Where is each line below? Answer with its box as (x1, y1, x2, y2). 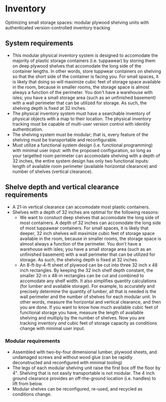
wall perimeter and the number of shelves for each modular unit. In (19, 294, 156, 300)
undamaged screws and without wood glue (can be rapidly (12, 354, 133, 360)
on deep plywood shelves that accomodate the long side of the (12, 63, 142, 69)
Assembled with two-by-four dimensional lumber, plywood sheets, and (12, 349, 157, 355)
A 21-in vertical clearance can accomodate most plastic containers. (12, 204, 150, 210)
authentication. (12, 126, 43, 132)
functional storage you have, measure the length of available (19, 309, 144, 316)
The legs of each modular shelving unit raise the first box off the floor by (12, 365, 161, 371)
